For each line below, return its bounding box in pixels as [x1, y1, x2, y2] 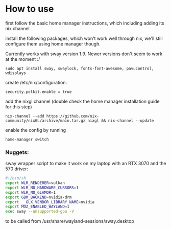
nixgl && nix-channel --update [87, 118, 154, 123]
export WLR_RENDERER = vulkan [5, 180, 65, 186]
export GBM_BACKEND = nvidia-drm [5, 195, 72, 200]
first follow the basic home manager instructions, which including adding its [5, 20, 164, 26]
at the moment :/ [5, 56, 40, 62]
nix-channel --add [5, 113, 44, 119]
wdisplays [5, 70, 27, 76]
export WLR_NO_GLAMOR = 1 [5, 190, 56, 195]
